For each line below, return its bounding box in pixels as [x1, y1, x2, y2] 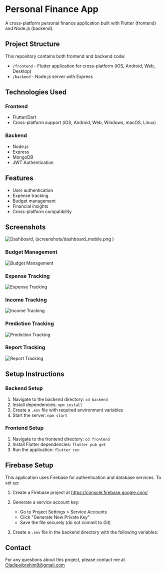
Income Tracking [5, 296, 47, 303]
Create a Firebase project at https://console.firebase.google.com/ [12, 489, 148, 495]
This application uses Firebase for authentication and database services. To [5, 474, 161, 480]
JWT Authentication [12, 159, 54, 165]
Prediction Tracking [5, 320, 54, 327]
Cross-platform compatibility [12, 208, 72, 214]
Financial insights [12, 203, 48, 209]
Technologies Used [5, 88, 66, 96]
